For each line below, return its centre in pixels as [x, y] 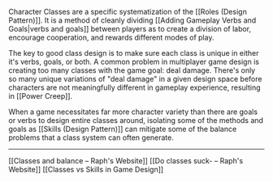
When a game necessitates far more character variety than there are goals [133, 112]
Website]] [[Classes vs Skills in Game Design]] [86, 169]
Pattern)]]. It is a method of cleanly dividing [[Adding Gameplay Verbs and [132, 20]
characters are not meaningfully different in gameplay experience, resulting [135, 87]
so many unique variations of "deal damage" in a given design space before [135, 79]
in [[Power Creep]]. [41, 96]
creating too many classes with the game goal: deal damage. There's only [132, 70]
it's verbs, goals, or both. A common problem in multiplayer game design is [134, 61]
